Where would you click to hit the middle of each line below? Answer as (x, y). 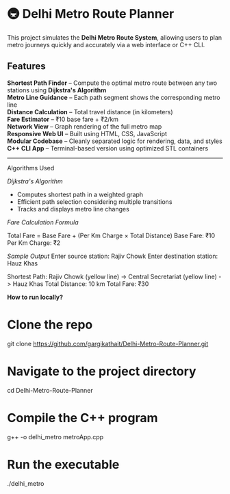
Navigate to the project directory (102, 371)
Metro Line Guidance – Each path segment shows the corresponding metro (114, 97)
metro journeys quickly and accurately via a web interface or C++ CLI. (106, 44)
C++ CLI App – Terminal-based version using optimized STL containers (108, 148)
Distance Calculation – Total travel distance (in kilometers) (90, 112)
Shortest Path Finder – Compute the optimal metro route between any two (112, 83)
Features (26, 66)
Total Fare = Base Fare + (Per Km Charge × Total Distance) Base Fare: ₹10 (111, 235)
